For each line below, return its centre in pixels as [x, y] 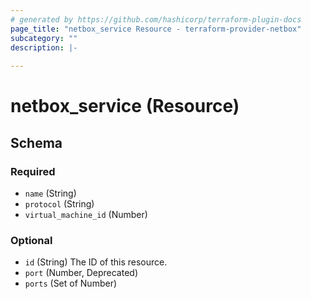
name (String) [50, 193]
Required [33, 171]
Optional [31, 240]
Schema [36, 142]
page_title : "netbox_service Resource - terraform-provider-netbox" [156, 29]
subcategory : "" [44, 38]
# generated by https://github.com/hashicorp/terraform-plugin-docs [156, 19]
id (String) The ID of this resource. [96, 262]
